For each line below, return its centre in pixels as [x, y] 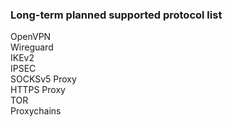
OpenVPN [31, 37]
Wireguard [32, 47]
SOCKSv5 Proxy [43, 79]
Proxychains [36, 111]
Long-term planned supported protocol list [116, 15]
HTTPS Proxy [38, 90]
